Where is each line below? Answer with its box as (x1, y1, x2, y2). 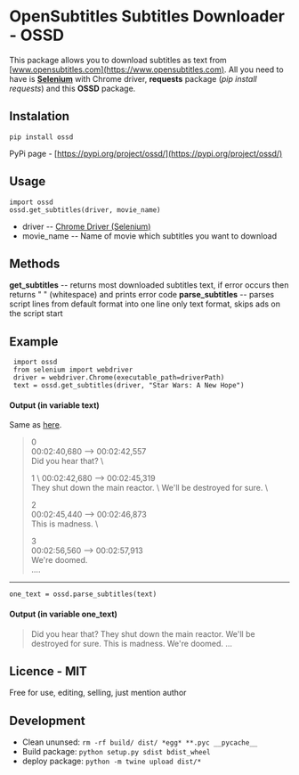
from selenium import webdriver (12, 365, 133, 375)
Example (9, 334, 59, 349)
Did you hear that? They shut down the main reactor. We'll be (30, 628, 255, 639)
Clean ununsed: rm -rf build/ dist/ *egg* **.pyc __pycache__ (21, 737, 258, 747)
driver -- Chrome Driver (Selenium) (21, 221, 151, 232)
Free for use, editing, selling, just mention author (9, 688, 187, 698)
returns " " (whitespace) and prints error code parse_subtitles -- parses (9, 290, 274, 300)
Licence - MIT (9, 664, 87, 679)
